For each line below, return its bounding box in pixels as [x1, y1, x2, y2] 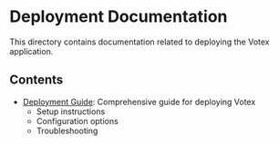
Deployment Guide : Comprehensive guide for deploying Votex [22, 96, 256, 107]
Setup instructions [36, 106, 106, 117]
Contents [9, 72, 64, 88]
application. [9, 45, 54, 56]
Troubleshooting [36, 125, 98, 136]
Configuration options [36, 115, 119, 126]
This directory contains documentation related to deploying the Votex [9, 36, 270, 47]
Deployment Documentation [9, 6, 228, 27]
